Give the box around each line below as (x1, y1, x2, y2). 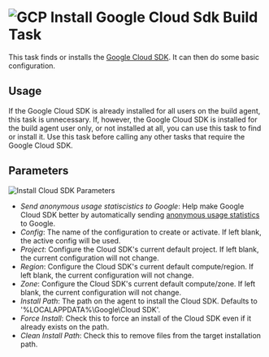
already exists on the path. (20, 321, 110, 332)
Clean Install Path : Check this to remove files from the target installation (20, 330, 262, 340)
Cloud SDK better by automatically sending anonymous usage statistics (20, 209, 260, 219)
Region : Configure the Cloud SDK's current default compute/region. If (20, 261, 254, 271)
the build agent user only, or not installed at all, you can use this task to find (8, 123, 262, 133)
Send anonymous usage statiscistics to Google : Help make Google (20, 201, 245, 211)
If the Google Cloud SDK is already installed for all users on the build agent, (8, 105, 261, 115)
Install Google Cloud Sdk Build (50, 8, 258, 27)
